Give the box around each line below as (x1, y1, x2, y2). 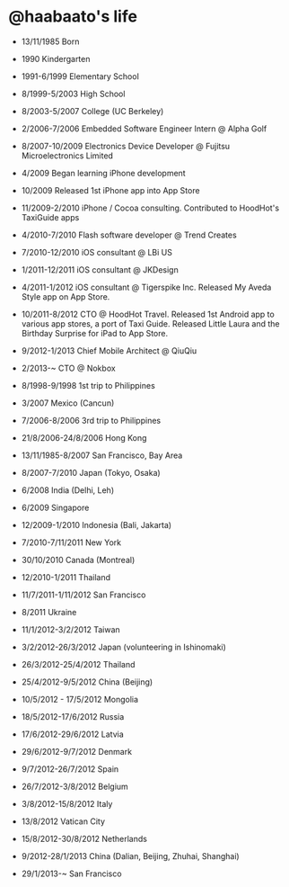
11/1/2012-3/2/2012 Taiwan (21, 623, 120, 635)
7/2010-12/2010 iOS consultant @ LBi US (21, 246, 172, 257)
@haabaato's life (8, 6, 138, 27)
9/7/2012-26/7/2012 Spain (21, 763, 119, 775)
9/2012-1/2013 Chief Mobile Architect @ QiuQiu (21, 345, 197, 356)
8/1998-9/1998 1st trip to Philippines (21, 380, 156, 390)
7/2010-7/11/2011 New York (21, 537, 122, 548)
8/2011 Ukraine (21, 606, 77, 617)
